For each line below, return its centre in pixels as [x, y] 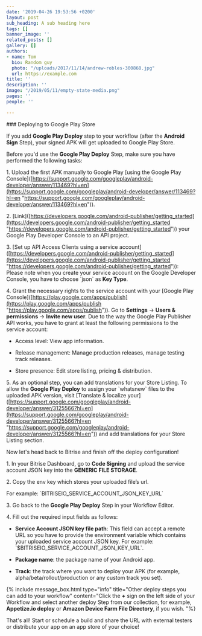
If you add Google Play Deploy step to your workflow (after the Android [96, 136]
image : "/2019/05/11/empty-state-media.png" [63, 91]
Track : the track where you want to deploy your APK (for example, [97, 571]
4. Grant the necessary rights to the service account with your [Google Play [100, 291]
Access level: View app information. [59, 341]
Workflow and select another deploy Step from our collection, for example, [99, 602]
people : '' [20, 101]
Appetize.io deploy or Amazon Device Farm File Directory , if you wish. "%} [101, 608]
